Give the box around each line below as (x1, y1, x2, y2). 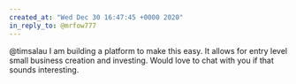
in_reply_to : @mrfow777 (9, 21, 97, 30)
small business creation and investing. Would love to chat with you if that (9, 55, 274, 65)
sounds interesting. (9, 64, 80, 75)
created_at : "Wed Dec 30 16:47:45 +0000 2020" (9, 12, 184, 22)
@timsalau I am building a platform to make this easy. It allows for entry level (9, 45, 288, 56)
